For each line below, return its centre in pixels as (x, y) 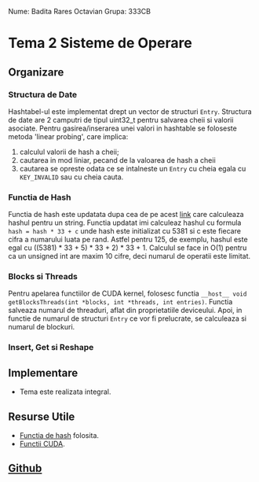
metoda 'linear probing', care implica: (68, 136)
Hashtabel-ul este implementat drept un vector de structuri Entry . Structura (130, 111)
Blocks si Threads (43, 277)
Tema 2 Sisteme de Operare (100, 43)
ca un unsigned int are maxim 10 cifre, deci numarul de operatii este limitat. (129, 256)
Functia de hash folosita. (59, 436)
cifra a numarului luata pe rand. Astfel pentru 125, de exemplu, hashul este (128, 240)
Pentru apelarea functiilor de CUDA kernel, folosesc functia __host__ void (128, 293)
